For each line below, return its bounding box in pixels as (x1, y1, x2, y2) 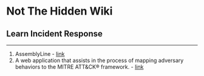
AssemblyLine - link (15, 50, 65, 57)
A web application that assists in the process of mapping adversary (15, 57, 184, 64)
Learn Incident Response (6, 29, 103, 39)
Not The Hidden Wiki (6, 4, 113, 18)
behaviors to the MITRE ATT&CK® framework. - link (15, 63, 144, 71)
